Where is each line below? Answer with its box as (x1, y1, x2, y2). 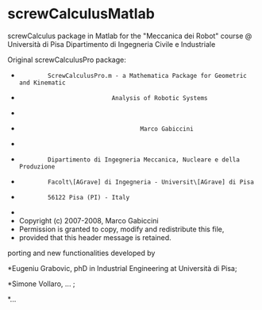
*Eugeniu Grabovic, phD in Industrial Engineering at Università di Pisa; (7, 263, 237, 273)
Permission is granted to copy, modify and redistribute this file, (18, 224, 225, 234)
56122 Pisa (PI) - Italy (48, 193, 130, 201)
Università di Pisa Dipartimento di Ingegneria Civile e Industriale (7, 39, 216, 48)
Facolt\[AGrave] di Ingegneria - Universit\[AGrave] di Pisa (48, 178, 255, 186)
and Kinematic (18, 79, 66, 87)
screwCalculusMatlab (7, 5, 156, 23)
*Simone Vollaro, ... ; (7, 279, 76, 289)
